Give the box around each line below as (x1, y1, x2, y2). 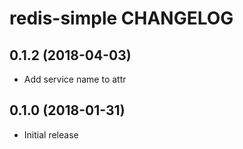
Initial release (23, 128, 79, 141)
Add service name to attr (23, 73, 127, 85)
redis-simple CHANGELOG (9, 7, 234, 30)
